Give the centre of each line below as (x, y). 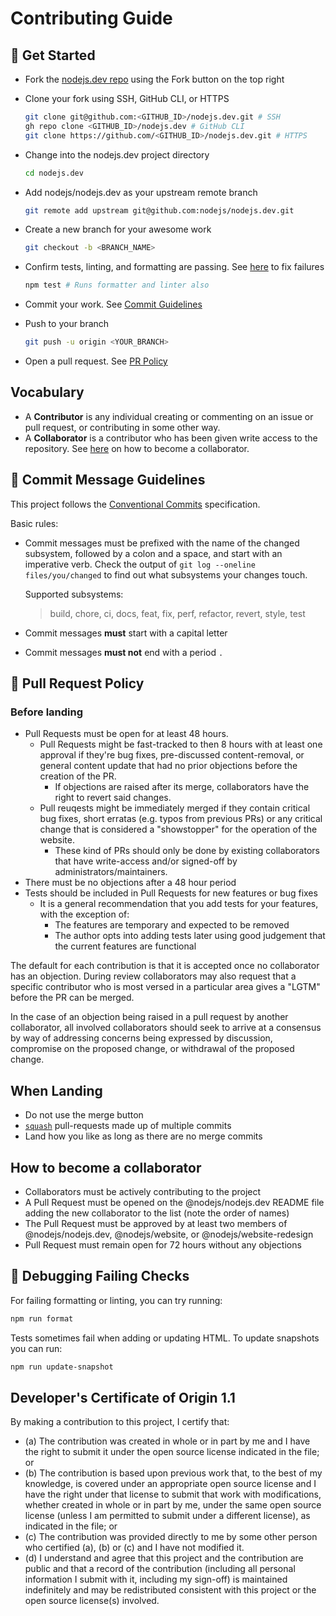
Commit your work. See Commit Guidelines (113, 304)
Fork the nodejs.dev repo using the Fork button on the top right (154, 79)
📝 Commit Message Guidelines (108, 480)
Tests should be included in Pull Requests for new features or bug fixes (171, 893)
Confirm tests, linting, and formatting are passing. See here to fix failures (174, 267)
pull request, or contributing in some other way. (122, 427)
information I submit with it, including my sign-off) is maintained (156, 1579)
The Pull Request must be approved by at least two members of (156, 1223)
